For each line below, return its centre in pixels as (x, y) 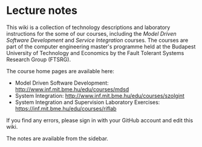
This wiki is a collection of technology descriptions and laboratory (88, 27)
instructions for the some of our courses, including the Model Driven (91, 33)
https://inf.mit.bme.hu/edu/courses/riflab (66, 108)
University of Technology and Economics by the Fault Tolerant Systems (95, 53)
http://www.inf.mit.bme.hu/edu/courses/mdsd (72, 89)
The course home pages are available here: (60, 71)
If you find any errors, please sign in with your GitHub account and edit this (100, 120)
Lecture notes (42, 11)
